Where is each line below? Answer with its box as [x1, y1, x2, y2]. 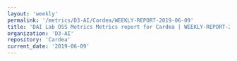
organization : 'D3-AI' [7, 29, 74, 37]
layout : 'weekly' [7, 10, 59, 18]
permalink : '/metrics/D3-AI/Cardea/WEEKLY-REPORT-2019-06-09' [7, 17, 194, 24]
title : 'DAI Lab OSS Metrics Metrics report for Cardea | [7, 23, 181, 30]
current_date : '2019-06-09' [7, 43, 90, 50]
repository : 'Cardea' [7, 36, 71, 43]
